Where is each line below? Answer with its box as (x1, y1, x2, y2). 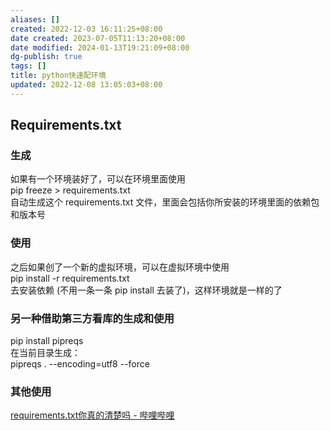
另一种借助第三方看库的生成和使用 (10, 311, 175, 325)
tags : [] (10, 61, 47, 71)
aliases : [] (10, 14, 60, 25)
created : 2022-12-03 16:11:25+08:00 (10, 24, 163, 34)
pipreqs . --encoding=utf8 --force (10, 358, 150, 370)
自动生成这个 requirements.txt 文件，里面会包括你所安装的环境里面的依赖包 (10, 196, 320, 208)
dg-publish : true (10, 52, 83, 62)
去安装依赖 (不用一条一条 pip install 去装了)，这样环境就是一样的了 (10, 284, 283, 296)
